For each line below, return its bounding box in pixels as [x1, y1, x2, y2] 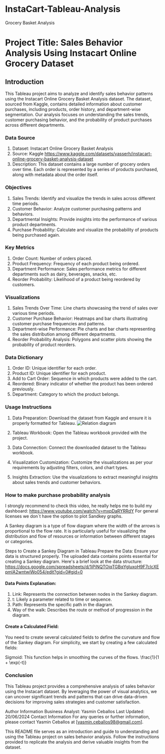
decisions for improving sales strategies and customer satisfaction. [5, 699, 141, 705]
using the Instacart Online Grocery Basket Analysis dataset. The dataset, [5, 96, 152, 102]
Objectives [5, 184, 32, 191]
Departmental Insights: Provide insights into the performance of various [12, 216, 157, 222]
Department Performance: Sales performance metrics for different [12, 266, 146, 272]
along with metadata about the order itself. [12, 171, 98, 178]
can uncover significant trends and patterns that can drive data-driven [5, 693, 147, 699]
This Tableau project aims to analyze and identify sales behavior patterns [5, 90, 153, 97]
